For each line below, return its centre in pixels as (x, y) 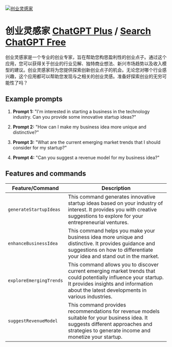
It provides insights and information (110, 284)
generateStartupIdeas (34, 209)
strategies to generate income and (109, 330)
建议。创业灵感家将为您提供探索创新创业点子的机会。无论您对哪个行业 (88, 70)
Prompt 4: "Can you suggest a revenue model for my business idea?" (86, 157)
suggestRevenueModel (33, 321)
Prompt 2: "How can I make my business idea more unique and (80, 127)
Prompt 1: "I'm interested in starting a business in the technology (81, 111)
